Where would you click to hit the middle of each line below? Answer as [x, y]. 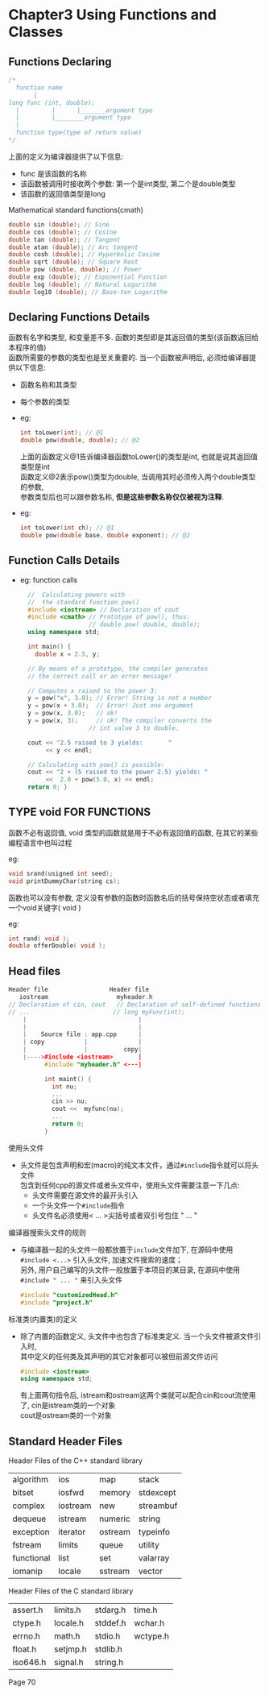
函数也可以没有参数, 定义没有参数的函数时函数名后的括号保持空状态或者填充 [134, 897]
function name [39, 87]
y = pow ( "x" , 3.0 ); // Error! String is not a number [120, 698]
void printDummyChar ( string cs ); [64, 881]
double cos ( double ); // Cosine [62, 232]
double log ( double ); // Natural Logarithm [83, 284]
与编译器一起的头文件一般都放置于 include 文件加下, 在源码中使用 [126, 1249]
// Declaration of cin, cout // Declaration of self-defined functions [135, 1005]
